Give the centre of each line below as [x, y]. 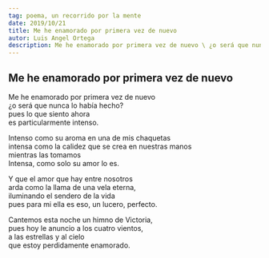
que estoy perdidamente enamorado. [69, 245]
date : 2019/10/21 [37, 23]
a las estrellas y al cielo [47, 236]
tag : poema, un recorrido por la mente [75, 16]
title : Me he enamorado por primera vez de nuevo [93, 30]
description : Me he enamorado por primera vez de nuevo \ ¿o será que [128, 46]
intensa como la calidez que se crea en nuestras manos [100, 146]
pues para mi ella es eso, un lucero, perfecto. [83, 204]
